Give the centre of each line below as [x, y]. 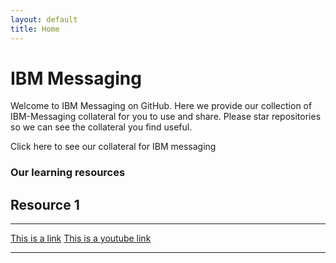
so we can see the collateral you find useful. [101, 127]
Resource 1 [45, 204]
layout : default [44, 19]
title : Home [35, 29]
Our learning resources [68, 173]
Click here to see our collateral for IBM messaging [113, 147]
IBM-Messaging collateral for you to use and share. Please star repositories [166, 117]
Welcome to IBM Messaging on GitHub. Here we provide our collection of [161, 106]
